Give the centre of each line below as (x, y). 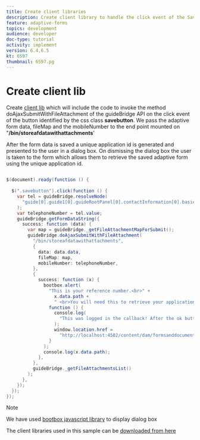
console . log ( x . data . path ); (77, 352)
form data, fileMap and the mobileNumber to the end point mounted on (93, 127)
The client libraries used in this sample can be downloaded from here (91, 431)
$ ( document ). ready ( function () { (48, 180)
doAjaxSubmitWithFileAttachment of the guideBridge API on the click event (98, 114)
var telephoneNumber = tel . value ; (60, 213)
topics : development (32, 28)
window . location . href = (83, 330)
